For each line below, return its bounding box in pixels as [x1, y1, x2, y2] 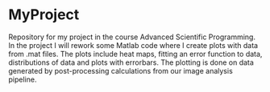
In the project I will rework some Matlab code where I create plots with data [8, 40, 259, 50]
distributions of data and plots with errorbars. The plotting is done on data [8, 58, 254, 67]
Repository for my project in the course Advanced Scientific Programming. [8, 32, 256, 42]
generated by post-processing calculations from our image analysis [8, 66, 234, 75]
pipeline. [8, 74, 37, 84]
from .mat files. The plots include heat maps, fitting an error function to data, [8, 49, 263, 58]
